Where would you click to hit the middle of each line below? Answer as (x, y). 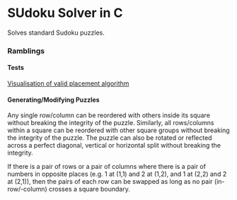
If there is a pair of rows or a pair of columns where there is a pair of (107, 167)
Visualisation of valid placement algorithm (68, 83)
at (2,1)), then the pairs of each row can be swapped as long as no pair (110, 182)
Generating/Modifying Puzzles (54, 100)
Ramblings (26, 51)
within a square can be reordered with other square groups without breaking (118, 130)
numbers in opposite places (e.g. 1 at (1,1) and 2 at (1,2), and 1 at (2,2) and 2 (117, 174)
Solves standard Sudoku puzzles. (56, 33)
